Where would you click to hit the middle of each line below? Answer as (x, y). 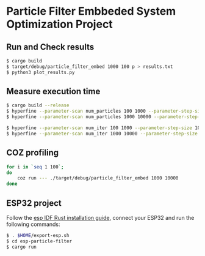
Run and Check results (50, 47)
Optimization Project (59, 24)
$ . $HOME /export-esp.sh (38, 235)
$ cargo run (21, 247)
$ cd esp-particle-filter (39, 241)
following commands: (33, 224)
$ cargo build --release (38, 105)
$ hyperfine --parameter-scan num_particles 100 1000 (76, 111)
